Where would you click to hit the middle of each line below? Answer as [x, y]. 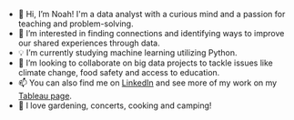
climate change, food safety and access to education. [119, 72]
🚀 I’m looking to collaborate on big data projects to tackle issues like [145, 63]
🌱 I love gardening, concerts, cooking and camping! [115, 105]
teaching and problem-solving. [76, 24]
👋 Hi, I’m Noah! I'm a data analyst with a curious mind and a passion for [152, 14]
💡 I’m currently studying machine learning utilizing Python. [128, 53]
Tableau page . [45, 96]
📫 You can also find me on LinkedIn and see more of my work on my [147, 83]
